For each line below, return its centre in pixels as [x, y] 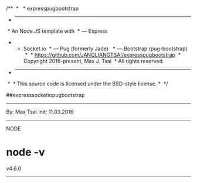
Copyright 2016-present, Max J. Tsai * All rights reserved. [94, 61]
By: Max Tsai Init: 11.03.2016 [40, 112]
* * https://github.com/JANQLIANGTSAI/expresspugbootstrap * [103, 55]
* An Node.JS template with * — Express [57, 31]
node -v [26, 152]
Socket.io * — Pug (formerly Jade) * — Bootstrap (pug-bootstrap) [105, 49]
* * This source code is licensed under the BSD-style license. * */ [88, 84]
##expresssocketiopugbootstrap [45, 95]
